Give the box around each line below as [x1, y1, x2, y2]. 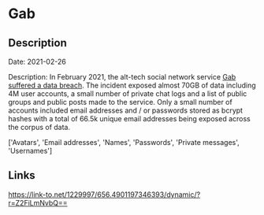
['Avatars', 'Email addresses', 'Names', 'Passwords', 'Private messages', [8, 138, 240, 146]
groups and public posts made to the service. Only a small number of [8, 98, 232, 106]
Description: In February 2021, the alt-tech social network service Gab [8, 72, 236, 81]
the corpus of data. [8, 123, 71, 132]
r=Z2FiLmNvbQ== [8, 198, 69, 207]
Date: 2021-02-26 [8, 57, 67, 66]
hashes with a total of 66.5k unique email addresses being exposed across [8, 114, 251, 123]
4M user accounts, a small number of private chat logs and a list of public [8, 89, 247, 98]
